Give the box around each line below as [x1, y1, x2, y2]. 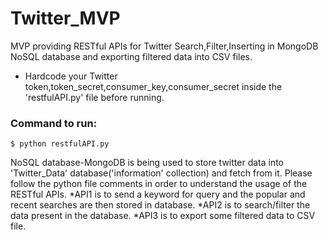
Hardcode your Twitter [24, 70, 118, 82]
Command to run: [10, 116, 98, 130]
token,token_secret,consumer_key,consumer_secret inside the [24, 80, 283, 92]
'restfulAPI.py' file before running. [24, 91, 165, 103]
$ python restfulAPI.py [10, 139, 110, 149]
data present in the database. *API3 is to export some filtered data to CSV [10, 210, 316, 222]
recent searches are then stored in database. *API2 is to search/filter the [10, 199, 311, 211]
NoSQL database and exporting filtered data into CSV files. [10, 50, 253, 62]
